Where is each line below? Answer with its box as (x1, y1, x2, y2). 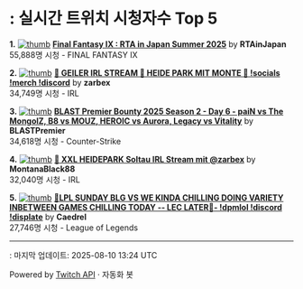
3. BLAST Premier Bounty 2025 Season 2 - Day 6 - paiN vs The (9, 106, 284, 117)
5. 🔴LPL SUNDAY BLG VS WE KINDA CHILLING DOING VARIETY (9, 191, 284, 203)
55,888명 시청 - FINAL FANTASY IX (9, 49, 138, 60)
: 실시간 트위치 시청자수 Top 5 (9, 8, 218, 29)
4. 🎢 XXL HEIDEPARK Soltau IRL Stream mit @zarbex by (9, 154, 256, 164)
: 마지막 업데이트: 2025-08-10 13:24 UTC (9, 249, 158, 260)
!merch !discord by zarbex (9, 77, 111, 88)
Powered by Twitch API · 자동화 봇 (9, 268, 133, 280)
